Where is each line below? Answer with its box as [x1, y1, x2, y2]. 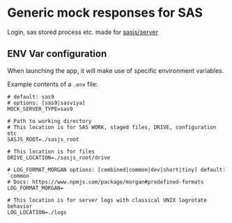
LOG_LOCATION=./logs [7, 208, 68, 216]
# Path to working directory [7, 117, 92, 124]
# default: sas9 [7, 93, 54, 100]
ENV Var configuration [7, 48, 107, 60]
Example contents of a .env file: [7, 80, 98, 88]
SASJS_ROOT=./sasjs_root [7, 135, 79, 143]
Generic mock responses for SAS [7, 5, 203, 21]
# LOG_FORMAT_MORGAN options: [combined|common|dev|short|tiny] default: [7, 166, 226, 173]
